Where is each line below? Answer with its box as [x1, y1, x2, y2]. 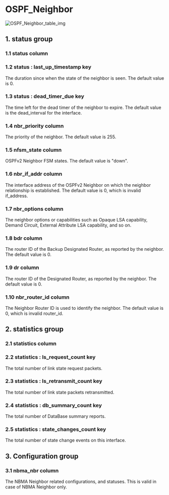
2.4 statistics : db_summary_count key [5, 402, 102, 409]
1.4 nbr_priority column [5, 122, 64, 129]
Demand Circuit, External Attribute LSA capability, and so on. [5, 222, 132, 228]
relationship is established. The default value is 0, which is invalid [5, 187, 141, 193]
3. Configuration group [5, 452, 79, 460]
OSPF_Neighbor [5, 4, 73, 15]
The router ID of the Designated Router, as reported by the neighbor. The [5, 276, 157, 282]
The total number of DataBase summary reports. [5, 413, 106, 419]
